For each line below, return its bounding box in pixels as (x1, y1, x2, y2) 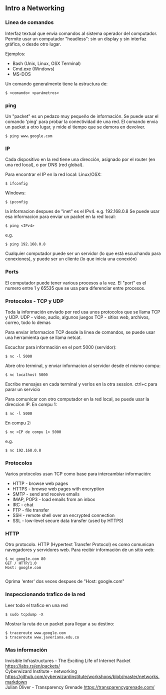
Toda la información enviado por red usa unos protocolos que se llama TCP (5, 308, 160, 314)
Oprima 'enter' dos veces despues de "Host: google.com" (5, 578, 125, 584)
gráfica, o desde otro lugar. (5, 41, 61, 47)
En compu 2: (5, 419, 31, 425)
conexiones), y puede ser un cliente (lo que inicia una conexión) (5, 256, 137, 262)
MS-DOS (12, 71, 31, 77)
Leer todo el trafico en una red (5, 602, 68, 608)
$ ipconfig (5, 199, 28, 204)
